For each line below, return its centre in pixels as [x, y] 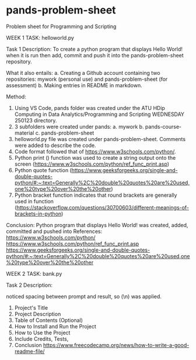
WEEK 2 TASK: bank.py [34, 273]
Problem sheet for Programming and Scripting [61, 26]
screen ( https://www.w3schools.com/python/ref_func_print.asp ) [92, 164]
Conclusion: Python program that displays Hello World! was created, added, [97, 225]
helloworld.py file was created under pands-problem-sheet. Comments [100, 139]
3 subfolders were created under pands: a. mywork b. [79, 126]
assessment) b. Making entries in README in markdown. [74, 85]
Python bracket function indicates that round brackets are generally [96, 195]
